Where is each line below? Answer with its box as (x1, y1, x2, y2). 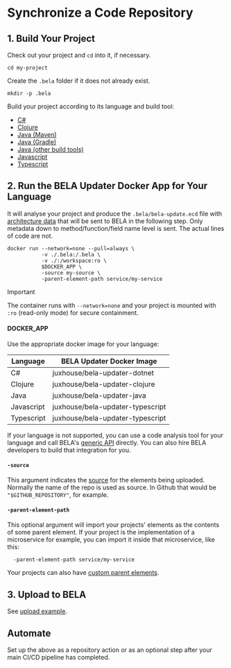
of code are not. (7, 231, 53, 240)
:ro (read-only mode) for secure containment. (7, 308, 139, 317)
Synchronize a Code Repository (7, 5, 194, 21)
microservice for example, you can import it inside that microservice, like (7, 535, 215, 544)
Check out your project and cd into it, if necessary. (7, 51, 151, 59)
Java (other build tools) (17, 145, 84, 154)
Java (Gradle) (17, 138, 57, 146)
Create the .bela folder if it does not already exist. (7, 76, 151, 85)
